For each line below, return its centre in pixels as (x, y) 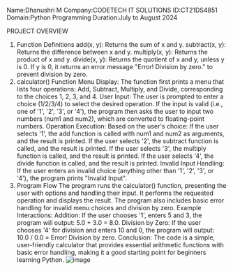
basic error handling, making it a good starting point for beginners (111, 252)
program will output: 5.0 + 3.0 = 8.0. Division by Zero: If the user (109, 222)
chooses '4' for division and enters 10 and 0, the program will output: (115, 230)
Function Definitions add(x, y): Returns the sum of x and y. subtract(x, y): (121, 44)
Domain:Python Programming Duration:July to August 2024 (92, 17)
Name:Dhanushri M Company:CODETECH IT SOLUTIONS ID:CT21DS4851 (112, 10)
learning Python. (40, 260)
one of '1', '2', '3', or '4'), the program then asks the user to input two (115, 111)
